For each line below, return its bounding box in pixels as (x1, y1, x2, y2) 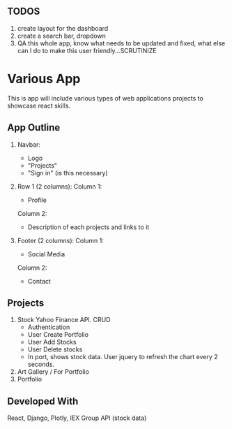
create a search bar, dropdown (17, 31, 107, 40)
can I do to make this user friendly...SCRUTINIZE (17, 46, 157, 54)
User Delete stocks (27, 345, 83, 354)
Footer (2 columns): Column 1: (17, 236, 105, 245)
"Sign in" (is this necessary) (27, 168, 108, 177)
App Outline (7, 122, 61, 133)
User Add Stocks (27, 338, 77, 347)
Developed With (7, 395, 79, 407)
